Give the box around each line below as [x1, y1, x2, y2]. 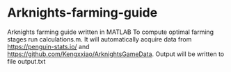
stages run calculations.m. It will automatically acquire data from [7, 35, 192, 43]
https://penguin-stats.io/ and [7, 42, 90, 51]
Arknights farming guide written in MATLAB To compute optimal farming [7, 28, 214, 36]
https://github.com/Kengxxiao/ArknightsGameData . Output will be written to [7, 50, 225, 58]
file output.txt [7, 57, 46, 65]
